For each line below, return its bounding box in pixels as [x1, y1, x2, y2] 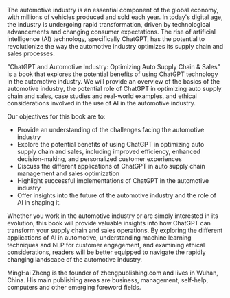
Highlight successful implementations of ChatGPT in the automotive [16, 177, 209, 184]
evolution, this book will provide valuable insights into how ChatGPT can [7, 219, 211, 227]
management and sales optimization [16, 169, 120, 177]
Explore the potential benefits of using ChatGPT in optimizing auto [16, 140, 205, 148]
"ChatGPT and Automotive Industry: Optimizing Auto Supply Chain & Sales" [7, 63, 221, 71]
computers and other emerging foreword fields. [7, 284, 141, 291]
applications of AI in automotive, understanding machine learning [7, 234, 192, 242]
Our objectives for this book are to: [7, 112, 106, 121]
